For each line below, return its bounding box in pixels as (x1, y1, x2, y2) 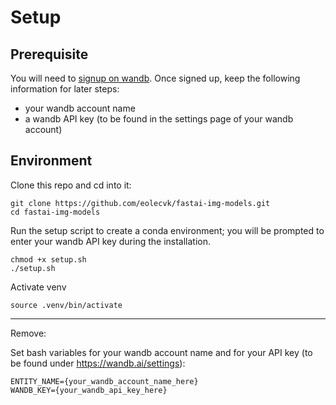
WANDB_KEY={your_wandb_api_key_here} (10, 385, 168, 395)
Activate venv (10, 281, 67, 293)
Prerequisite (10, 46, 89, 63)
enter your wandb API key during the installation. (10, 235, 212, 247)
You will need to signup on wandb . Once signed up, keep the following (10, 72, 301, 84)
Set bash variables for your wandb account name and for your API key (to (10, 346, 313, 358)
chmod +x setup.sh (10, 254, 87, 265)
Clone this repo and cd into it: (10, 179, 132, 191)
